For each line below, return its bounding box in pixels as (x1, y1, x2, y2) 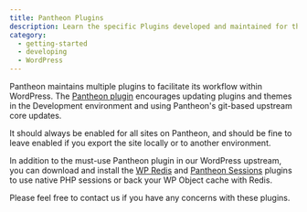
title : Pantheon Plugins (9, 13, 104, 23)
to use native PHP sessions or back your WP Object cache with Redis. (9, 175, 272, 185)
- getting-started (17, 38, 89, 48)
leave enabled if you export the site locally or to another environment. (9, 138, 271, 148)
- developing (17, 48, 68, 57)
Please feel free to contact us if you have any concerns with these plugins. (9, 193, 291, 203)
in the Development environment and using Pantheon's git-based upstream (9, 101, 292, 111)
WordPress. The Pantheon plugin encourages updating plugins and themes (9, 90, 292, 101)
